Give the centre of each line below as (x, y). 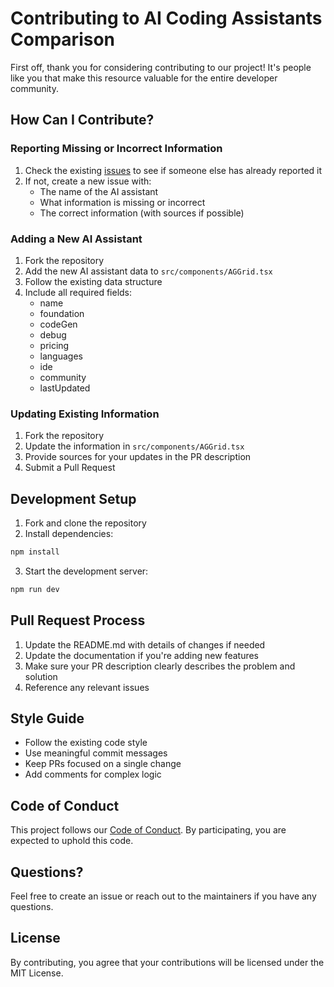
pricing (54, 345)
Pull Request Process (78, 620)
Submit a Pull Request (70, 468)
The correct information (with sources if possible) (142, 213)
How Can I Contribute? (82, 120)
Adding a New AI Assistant (76, 239)
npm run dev (35, 589)
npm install (35, 552)
